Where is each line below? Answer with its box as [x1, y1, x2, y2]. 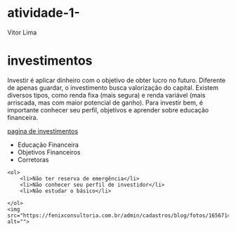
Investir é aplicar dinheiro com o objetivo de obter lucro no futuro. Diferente [7, 76, 226, 84]
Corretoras [17, 155, 49, 164]
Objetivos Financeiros [17, 147, 81, 156]
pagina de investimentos [7, 126, 79, 135]
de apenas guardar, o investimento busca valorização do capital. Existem [7, 83, 219, 92]
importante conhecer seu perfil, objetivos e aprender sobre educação [7, 105, 209, 114]
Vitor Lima [7, 28, 37, 37]
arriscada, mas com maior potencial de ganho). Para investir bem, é [7, 98, 204, 107]
